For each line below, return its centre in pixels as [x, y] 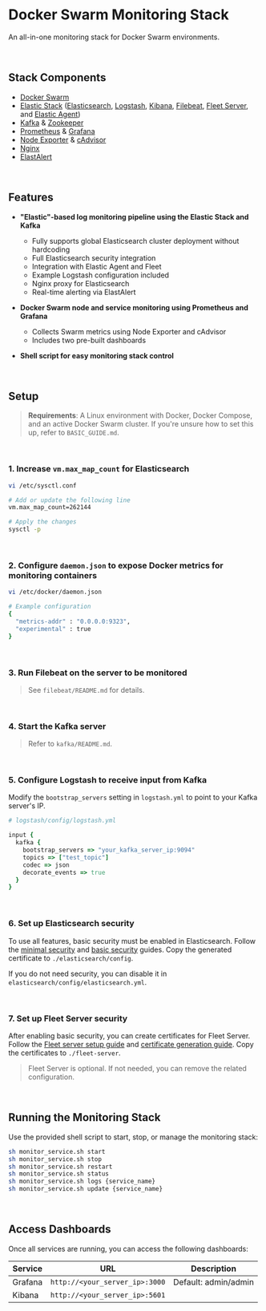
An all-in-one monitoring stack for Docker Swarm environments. [114, 37]
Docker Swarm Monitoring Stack [119, 15]
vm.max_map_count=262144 [50, 508]
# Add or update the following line [69, 500]
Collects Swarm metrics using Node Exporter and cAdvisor [129, 331]
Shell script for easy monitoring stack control [97, 355]
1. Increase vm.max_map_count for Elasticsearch [99, 469]
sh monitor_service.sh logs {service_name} [82, 1182]
